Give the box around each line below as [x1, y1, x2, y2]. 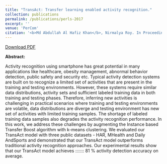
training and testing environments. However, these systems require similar [5, 84, 157, 90]
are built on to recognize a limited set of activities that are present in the [5, 79, 153, 85]
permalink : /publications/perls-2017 [5, 16, 83, 21]
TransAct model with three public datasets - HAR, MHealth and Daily [5, 132, 146, 138]
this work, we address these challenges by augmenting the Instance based [5, 121, 159, 127]
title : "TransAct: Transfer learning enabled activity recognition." [5, 7, 153, 12]
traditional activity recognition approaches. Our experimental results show [5, 143, 157, 148]
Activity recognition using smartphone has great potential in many [5, 63, 140, 69]
